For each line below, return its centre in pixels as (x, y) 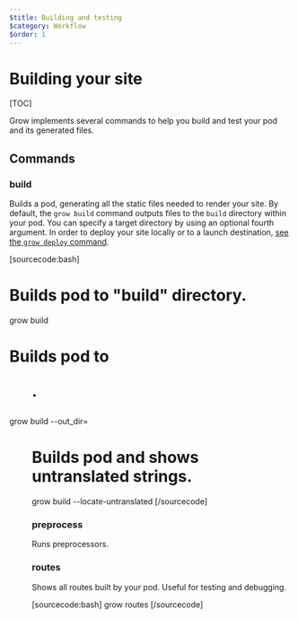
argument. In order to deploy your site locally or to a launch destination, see (149, 232)
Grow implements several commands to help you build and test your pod (144, 121)
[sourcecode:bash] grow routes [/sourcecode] (118, 604)
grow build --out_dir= (49, 422)
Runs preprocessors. (70, 545)
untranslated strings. (112, 477)
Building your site (76, 78)
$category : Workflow (48, 26)
